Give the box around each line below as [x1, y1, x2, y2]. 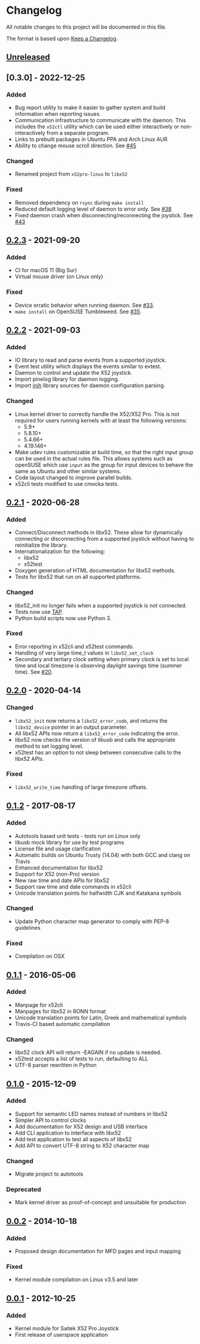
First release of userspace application [14, 1331, 108, 1339]
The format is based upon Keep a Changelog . [6, 35, 118, 42]
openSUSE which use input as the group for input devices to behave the [14, 461, 193, 468]
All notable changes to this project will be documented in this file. [6, 23, 167, 30]
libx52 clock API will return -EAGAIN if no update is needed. [14, 1049, 162, 1056]
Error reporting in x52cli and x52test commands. [14, 643, 134, 650]
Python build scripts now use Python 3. [14, 614, 112, 621]
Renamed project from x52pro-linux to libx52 [14, 171, 128, 178]
